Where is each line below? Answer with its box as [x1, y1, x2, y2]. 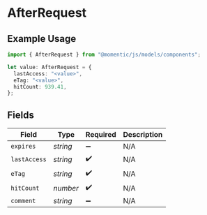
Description [123, 130, 163, 140]
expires [10, 142, 36, 151]
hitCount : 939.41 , [13, 83, 68, 90]
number [53, 183, 79, 193]
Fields [7, 109, 35, 121]
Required [85, 130, 116, 140]
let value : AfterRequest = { [7, 64, 92, 71]
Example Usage [7, 33, 77, 45]
